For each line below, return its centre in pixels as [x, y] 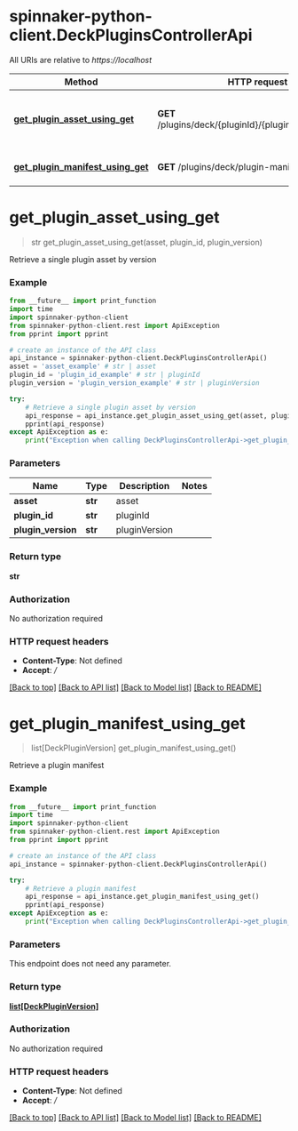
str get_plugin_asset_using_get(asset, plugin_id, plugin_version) [147, 242]
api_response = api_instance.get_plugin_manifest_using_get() [142, 897]
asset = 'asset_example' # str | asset [83, 366]
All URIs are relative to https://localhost [81, 60]
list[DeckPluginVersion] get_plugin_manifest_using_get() [133, 748]
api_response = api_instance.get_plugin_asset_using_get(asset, [146, 415]
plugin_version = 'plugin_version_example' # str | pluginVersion [134, 383]
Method [81, 82]
